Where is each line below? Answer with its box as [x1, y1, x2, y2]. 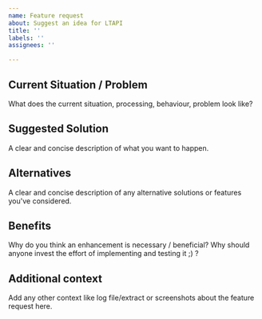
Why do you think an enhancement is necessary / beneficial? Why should [8, 240, 250, 250]
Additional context [8, 272, 102, 286]
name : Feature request [8, 11, 84, 20]
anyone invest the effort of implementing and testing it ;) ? [8, 249, 199, 258]
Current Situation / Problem [8, 77, 148, 92]
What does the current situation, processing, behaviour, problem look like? [8, 99, 253, 108]
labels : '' [8, 33, 45, 42]
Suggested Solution [8, 122, 109, 136]
